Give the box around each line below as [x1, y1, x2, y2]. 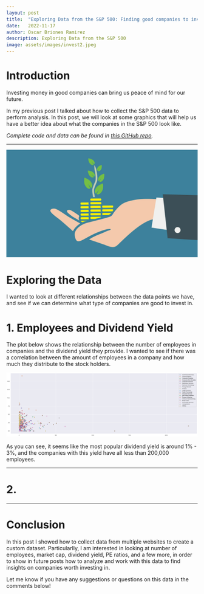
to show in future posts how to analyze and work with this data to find [6, 558, 181, 565]
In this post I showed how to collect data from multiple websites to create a [6, 538, 194, 545]
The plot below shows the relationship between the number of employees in [6, 341, 197, 348]
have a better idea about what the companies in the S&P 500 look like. [6, 120, 182, 127]
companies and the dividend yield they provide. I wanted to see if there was [6, 347, 196, 355]
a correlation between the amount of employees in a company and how [6, 354, 185, 361]
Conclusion [6, 518, 66, 532]
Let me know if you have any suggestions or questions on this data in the [6, 576, 189, 583]
